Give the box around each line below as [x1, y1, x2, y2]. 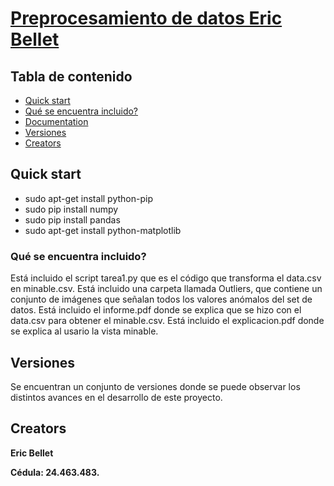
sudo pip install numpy [24, 203, 119, 215]
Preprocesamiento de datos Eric [10, 7, 283, 30]
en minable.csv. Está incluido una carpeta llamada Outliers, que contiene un [10, 283, 323, 295]
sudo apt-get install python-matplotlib [24, 224, 182, 236]
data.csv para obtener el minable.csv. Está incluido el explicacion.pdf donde [10, 315, 325, 327]
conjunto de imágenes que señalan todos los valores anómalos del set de [10, 293, 313, 306]
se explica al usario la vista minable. [10, 325, 159, 337]
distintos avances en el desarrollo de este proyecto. [10, 391, 223, 403]
